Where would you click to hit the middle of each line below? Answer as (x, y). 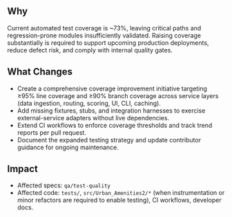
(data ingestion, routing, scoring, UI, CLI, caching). (89, 103)
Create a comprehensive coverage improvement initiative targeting (112, 88)
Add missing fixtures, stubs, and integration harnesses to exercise (111, 111)
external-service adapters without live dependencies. (93, 117)
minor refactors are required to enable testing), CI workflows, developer (119, 200)
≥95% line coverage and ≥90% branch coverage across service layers (118, 95)
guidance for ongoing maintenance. (68, 147)
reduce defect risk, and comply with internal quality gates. (90, 50)
